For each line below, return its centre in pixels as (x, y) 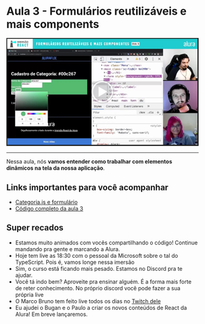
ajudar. (24, 275)
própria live (29, 295)
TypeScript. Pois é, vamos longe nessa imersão (75, 262)
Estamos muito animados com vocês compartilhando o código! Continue (106, 243)
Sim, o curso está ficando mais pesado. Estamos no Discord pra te (99, 268)
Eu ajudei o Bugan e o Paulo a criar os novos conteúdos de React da (101, 307)
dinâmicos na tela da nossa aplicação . (56, 168)
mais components (53, 24)
